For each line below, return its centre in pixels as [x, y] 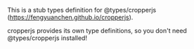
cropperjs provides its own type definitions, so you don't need [97, 31]
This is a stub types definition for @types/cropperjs [82, 10]
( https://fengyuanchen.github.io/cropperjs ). [70, 17]
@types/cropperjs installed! [47, 38]
